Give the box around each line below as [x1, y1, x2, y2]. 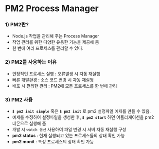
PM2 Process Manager [5, 3, 99, 14]
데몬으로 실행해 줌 [12, 120, 46, 127]
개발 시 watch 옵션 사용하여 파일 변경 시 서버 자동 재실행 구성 [12, 127, 126, 132]
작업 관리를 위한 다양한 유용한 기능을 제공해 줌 [12, 39, 99, 45]
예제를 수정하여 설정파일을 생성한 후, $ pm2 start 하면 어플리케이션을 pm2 [12, 114, 154, 120]
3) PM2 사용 [5, 96, 33, 103]
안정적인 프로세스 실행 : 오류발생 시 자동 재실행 [12, 71, 101, 76]
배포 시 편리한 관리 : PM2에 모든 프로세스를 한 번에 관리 [12, 83, 117, 89]
